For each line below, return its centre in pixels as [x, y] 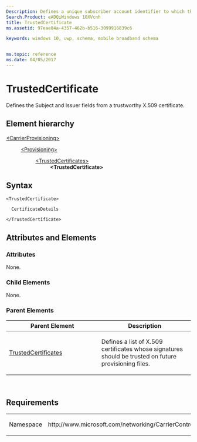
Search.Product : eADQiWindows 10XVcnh [53, 17]
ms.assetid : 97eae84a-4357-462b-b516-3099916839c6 [69, 28]
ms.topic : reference [31, 54]
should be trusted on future [139, 356]
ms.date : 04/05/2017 [31, 60]
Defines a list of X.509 [132, 341]
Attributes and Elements [51, 237]
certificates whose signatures [142, 349]
